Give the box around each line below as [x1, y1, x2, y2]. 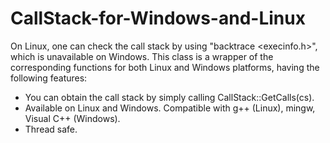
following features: [10, 72, 88, 84]
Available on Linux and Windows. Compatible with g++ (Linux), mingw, [24, 102, 316, 114]
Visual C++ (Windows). [24, 112, 121, 124]
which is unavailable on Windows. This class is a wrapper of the [10, 50, 274, 62]
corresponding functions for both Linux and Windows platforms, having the [10, 61, 320, 73]
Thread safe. [24, 123, 78, 135]
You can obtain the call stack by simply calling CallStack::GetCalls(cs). [24, 91, 315, 103]
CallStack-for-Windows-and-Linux [10, 7, 306, 30]
